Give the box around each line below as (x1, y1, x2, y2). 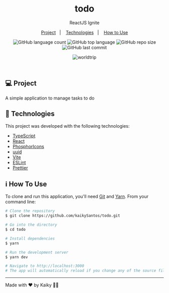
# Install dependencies (5, 236, 55, 241)
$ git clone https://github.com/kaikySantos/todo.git (5, 213, 121, 219)
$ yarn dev (5, 254, 28, 259)
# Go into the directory (5, 222, 57, 228)
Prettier (12, 164, 28, 171)
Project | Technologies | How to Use (41, 29, 128, 35)
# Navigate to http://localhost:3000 (5, 263, 84, 269)
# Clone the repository (5, 209, 55, 214)
